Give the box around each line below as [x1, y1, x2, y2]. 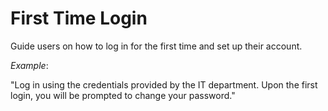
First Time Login [10, 7, 148, 30]
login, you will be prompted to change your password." [10, 89, 236, 101]
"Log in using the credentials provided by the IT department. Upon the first [10, 78, 318, 91]
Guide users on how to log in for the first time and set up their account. [10, 40, 303, 52]
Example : [10, 59, 49, 71]
